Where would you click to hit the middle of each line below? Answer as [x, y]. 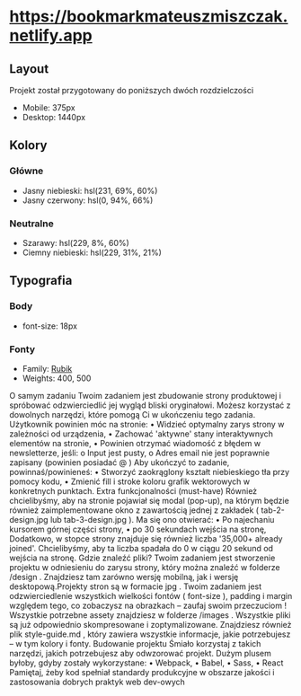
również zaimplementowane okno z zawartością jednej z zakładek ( [134, 510]
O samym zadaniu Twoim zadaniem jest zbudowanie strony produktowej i [145, 395]
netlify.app [51, 35]
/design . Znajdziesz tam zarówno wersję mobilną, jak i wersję [124, 577]
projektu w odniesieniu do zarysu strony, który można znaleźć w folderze [145, 567]
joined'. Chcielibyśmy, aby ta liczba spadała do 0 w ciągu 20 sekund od [142, 548]
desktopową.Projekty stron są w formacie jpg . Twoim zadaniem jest [136, 586]
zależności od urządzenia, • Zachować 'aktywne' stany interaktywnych [142, 434]
